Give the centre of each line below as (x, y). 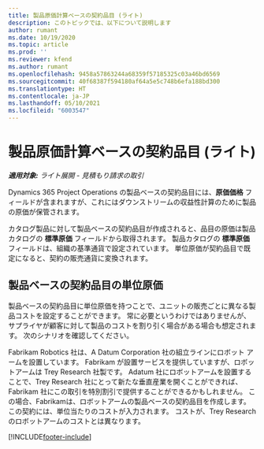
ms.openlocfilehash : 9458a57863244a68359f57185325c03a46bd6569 (114, 74)
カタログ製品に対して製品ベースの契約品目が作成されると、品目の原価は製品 (132, 228)
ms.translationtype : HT (47, 89)
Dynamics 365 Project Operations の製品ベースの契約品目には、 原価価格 (126, 192)
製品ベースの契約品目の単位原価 (86, 286)
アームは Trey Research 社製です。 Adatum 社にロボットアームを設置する (133, 372)
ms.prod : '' (28, 52)
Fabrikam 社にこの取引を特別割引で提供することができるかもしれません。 (127, 391)
